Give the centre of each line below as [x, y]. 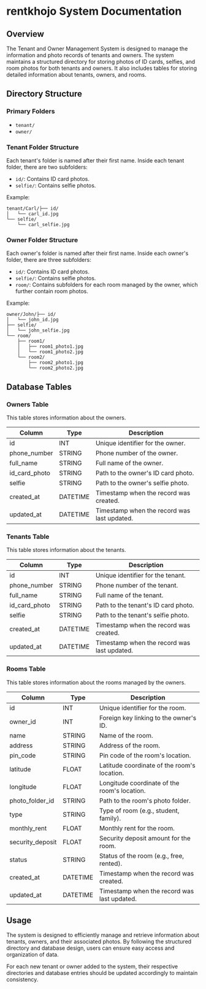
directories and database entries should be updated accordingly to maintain [102, 973]
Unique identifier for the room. [143, 708]
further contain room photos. [52, 291]
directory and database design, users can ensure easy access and [90, 948]
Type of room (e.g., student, [139, 811]
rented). [111, 863]
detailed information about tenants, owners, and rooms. [76, 74]
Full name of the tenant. [129, 595]
